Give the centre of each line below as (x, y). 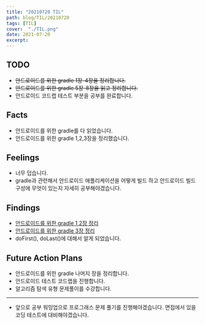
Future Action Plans (45, 258)
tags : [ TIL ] (21, 23)
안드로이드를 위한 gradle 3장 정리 (55, 231)
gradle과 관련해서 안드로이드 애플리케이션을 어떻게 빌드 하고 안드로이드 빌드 (106, 181)
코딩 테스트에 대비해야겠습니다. (52, 315)
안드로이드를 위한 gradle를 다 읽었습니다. (64, 130)
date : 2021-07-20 (28, 35)
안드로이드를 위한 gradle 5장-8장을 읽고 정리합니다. (77, 88)
